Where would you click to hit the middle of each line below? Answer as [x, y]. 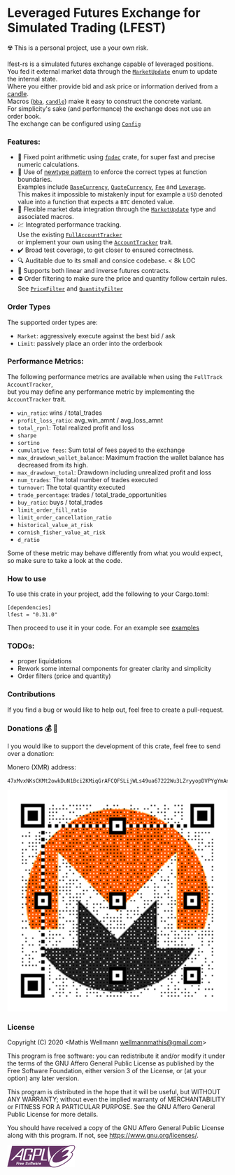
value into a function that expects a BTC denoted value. [96, 202]
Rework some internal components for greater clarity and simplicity [114, 669]
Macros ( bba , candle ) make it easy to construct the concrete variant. [105, 101]
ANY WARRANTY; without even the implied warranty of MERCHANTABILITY [116, 1099]
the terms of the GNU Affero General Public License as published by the [111, 1063]
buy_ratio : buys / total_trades [60, 502]
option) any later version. [43, 1078]
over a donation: [31, 754]
